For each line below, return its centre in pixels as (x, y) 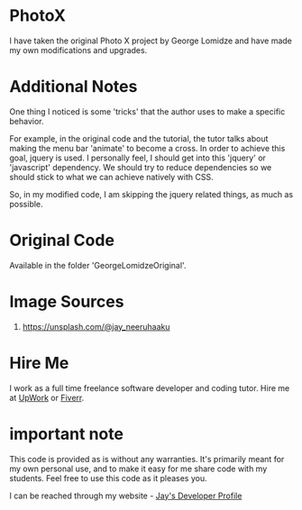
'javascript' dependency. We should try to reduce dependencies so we (141, 167)
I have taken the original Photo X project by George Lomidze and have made (151, 41)
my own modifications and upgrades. (78, 50)
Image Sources (67, 302)
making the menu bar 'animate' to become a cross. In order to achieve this (147, 148)
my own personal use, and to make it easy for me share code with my (138, 469)
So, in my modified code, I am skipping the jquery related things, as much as (151, 194)
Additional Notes (73, 87)
